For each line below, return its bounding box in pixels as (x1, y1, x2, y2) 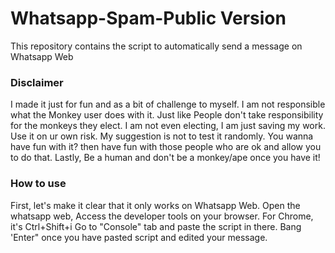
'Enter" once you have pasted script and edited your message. (10, 231, 268, 243)
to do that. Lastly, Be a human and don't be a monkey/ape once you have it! (10, 152, 321, 164)
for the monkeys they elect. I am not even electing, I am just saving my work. (10, 120, 326, 132)
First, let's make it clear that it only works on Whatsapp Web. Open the (10, 199, 301, 211)
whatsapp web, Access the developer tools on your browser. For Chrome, (10, 210, 314, 222)
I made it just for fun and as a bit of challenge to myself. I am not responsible (10, 98, 326, 111)
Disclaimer (10, 75, 64, 89)
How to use (10, 177, 67, 191)
